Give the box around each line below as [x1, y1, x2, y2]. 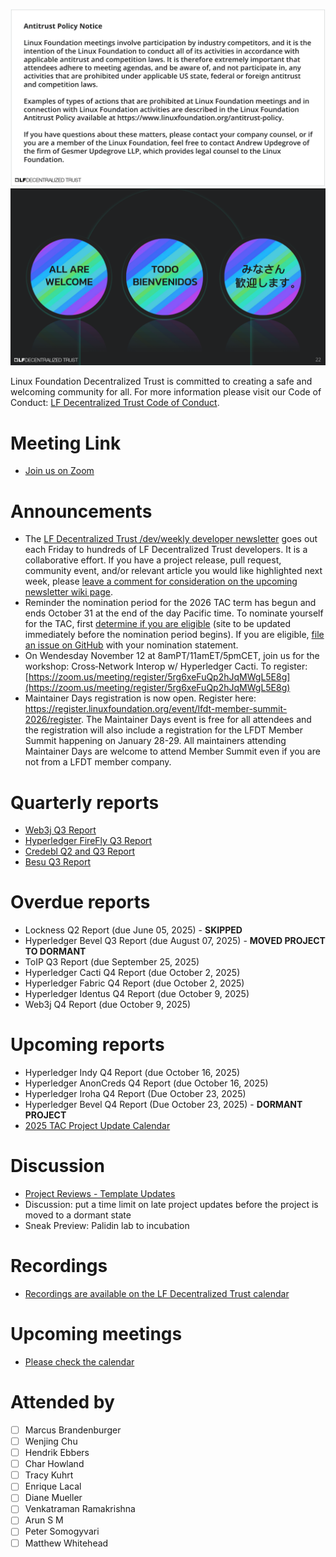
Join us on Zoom [24, 465, 95, 477]
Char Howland [24, 1458, 85, 1470]
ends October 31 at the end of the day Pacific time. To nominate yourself [24, 607, 324, 619]
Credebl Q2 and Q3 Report [24, 845, 135, 858]
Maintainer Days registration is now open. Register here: [24, 692, 257, 704]
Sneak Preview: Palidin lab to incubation [24, 1220, 190, 1232]
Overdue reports [10, 891, 151, 914]
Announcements [10, 500, 153, 523]
